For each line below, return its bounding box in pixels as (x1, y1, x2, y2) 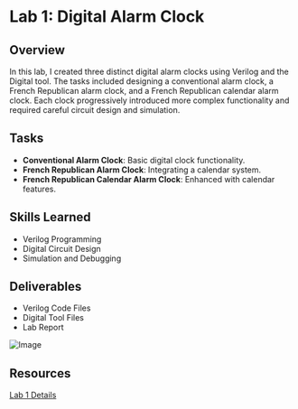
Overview (9, 42, 66, 58)
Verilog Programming (22, 233, 102, 245)
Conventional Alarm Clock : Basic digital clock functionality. (22, 154, 246, 165)
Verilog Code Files (22, 302, 91, 313)
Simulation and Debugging (22, 253, 122, 264)
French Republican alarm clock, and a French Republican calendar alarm (9, 86, 279, 96)
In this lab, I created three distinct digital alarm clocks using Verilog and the (9, 66, 289, 77)
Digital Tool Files (22, 312, 84, 323)
